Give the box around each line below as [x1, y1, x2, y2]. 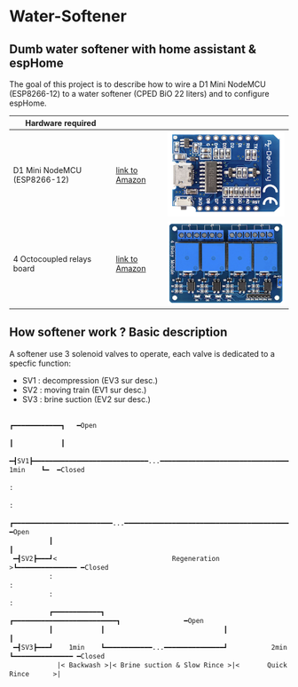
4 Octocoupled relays [12, 254, 92, 265]
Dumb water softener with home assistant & [9, 42, 257, 57]
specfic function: [9, 358, 72, 368]
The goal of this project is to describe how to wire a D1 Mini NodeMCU [9, 79, 266, 90]
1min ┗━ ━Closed [9, 465, 86, 474]
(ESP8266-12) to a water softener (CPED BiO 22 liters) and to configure [9, 89, 270, 99]
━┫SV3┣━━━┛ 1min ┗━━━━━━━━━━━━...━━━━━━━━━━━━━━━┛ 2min [12, 643, 288, 651]
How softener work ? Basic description [9, 325, 228, 340]
